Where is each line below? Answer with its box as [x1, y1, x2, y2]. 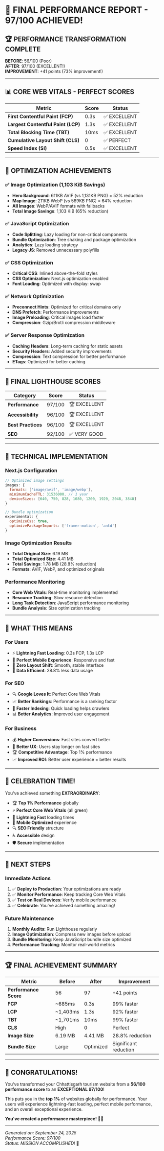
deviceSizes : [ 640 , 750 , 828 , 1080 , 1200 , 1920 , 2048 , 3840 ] [9, 496, 137, 501]
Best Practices [7, 422, 42, 428]
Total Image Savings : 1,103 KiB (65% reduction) [12, 208, 109, 214]
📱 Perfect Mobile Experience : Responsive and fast [12, 657, 115, 663]
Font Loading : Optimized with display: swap [12, 281, 101, 287]
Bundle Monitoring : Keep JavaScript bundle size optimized [12, 937, 132, 942]
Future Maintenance [5, 915, 54, 922]
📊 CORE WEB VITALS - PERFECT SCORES [5, 88, 135, 96]
